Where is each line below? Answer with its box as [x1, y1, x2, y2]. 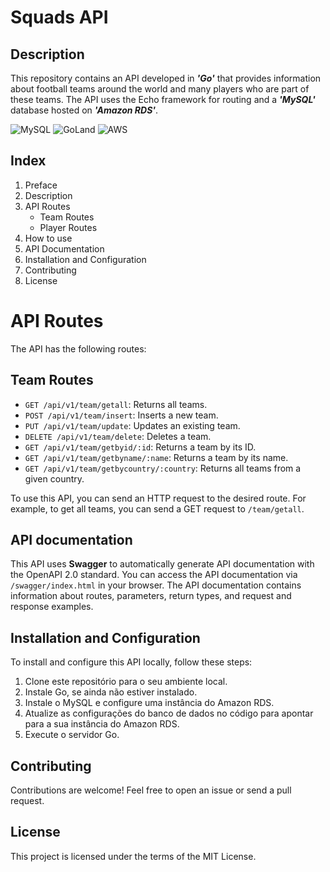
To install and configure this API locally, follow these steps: [10, 656, 253, 668]
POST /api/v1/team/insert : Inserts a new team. [24, 409, 219, 421]
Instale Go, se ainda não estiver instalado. [24, 686, 198, 698]
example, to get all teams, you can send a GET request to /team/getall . [10, 502, 305, 515]
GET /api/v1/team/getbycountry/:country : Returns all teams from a [24, 462, 302, 474]
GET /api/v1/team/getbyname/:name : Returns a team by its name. [24, 451, 289, 463]
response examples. [10, 601, 94, 613]
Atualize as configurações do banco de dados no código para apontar [24, 707, 314, 720]
